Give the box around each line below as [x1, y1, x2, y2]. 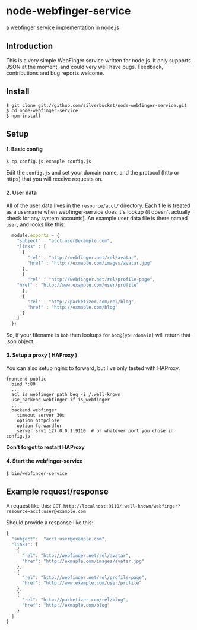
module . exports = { [11, 233, 60, 239]
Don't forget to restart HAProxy [6, 444, 85, 451]
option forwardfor [17, 423, 62, 429]
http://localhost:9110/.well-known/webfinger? [63, 504, 181, 509]
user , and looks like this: [6, 221, 65, 228]
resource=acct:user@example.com [6, 509, 86, 515]
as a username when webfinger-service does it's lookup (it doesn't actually [6, 208, 191, 216]
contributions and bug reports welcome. [6, 69, 104, 77]
